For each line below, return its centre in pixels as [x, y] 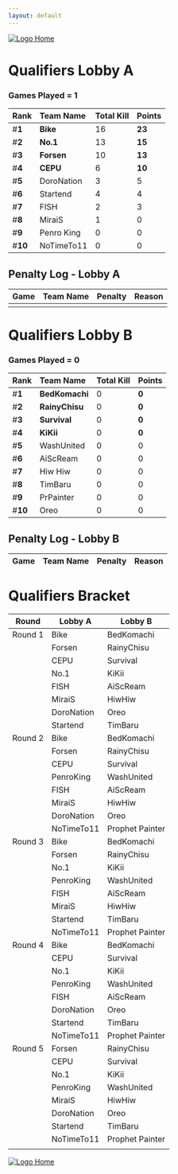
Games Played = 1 [43, 95]
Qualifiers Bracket [69, 596]
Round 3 [28, 842]
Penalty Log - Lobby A [64, 274]
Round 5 [28, 1049]
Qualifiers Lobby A [71, 70]
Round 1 [28, 635]
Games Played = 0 [44, 361]
